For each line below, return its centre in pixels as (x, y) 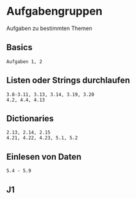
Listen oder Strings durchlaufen (68, 81)
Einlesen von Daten (44, 156)
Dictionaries (30, 118)
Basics (19, 47)
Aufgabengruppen (55, 11)
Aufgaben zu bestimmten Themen (49, 28)
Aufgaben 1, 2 (25, 62)
